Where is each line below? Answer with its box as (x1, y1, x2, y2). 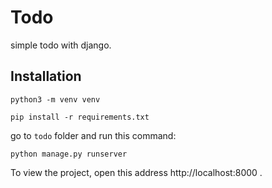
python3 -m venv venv (10, 94, 101, 105)
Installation (10, 68, 82, 85)
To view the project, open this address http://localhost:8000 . (10, 166, 263, 178)
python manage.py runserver (10, 149, 128, 159)
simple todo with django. (10, 39, 112, 51)
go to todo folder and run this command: (10, 129, 177, 141)
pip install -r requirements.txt (10, 112, 150, 122)
